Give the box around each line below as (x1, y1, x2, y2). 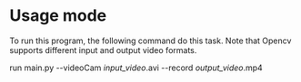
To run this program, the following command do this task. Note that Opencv (9, 35, 292, 46)
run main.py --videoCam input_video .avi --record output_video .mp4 (9, 62, 264, 73)
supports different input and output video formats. (9, 44, 197, 55)
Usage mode (9, 5, 107, 26)
